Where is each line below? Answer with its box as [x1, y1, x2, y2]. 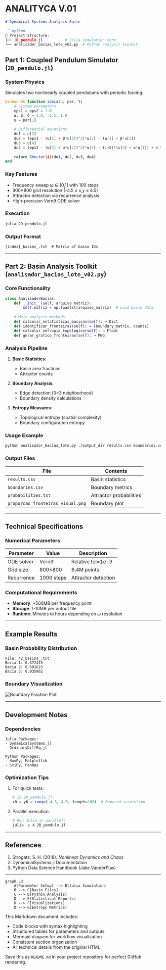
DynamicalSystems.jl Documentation [12, 859, 87, 865]
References [5, 841, 41, 849]
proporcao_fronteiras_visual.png [7, 501, 86, 506]
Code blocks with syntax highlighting [12, 923, 88, 929]
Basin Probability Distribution [5, 644, 78, 651]
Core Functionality [5, 285, 51, 292]
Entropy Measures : [12, 404, 53, 411]
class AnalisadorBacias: [5, 296, 56, 301]
